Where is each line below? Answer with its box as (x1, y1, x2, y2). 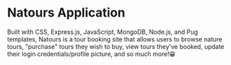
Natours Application (7, 5, 126, 21)
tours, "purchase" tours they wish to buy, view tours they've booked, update (7, 42, 225, 50)
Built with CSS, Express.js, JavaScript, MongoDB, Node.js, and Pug (7, 28, 198, 36)
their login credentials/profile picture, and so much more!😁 (7, 50, 176, 58)
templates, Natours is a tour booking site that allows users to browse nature (7, 35, 223, 43)
